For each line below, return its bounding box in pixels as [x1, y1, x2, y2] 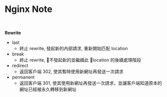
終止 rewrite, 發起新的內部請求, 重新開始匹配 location [19, 45, 128, 51]
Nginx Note [4, 3, 53, 15]
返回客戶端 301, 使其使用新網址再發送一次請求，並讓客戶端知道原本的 [19, 80, 162, 86]
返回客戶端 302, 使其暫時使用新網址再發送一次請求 [19, 68, 123, 74]
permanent [11, 74, 35, 80]
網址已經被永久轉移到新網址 [19, 86, 77, 92]
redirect [11, 62, 28, 68]
